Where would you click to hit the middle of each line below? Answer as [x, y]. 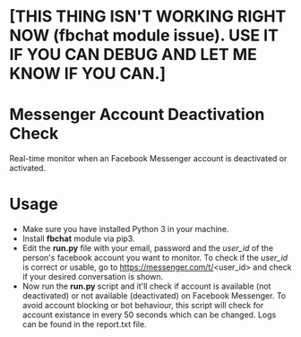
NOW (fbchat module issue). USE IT [144, 35]
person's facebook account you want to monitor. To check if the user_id [155, 258]
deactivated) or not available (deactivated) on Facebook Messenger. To [154, 296]
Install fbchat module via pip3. [78, 238]
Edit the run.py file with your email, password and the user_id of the [148, 248]
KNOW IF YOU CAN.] [88, 74]
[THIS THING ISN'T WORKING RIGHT [148, 17]
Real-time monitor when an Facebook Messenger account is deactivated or [148, 159]
